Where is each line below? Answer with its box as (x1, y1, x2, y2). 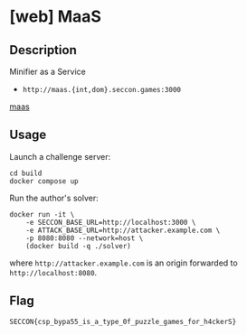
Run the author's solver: (9, 192, 99, 203)
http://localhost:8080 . (9, 266, 98, 277)
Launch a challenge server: (9, 151, 111, 162)
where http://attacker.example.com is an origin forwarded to (9, 257, 238, 268)
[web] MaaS (9, 6, 102, 27)
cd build (9, 169, 43, 178)
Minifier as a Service (9, 66, 86, 77)
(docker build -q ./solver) (25, 241, 131, 250)
